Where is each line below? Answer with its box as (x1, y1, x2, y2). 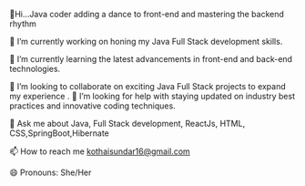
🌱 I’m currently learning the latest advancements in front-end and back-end (9, 54, 293, 64)
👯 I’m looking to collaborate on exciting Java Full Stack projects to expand (9, 81, 287, 91)
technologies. (9, 64, 61, 74)
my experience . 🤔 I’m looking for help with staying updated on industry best (9, 91, 296, 101)
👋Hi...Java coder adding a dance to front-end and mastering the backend (9, 9, 285, 19)
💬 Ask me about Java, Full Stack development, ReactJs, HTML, (9, 119, 246, 129)
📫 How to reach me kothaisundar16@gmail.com (9, 146, 191, 157)
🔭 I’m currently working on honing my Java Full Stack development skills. (9, 36, 283, 46)
